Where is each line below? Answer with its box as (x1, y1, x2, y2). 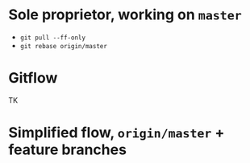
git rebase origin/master (19, 42, 107, 50)
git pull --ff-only (19, 34, 86, 42)
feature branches (8, 141, 127, 159)
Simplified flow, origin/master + (8, 124, 225, 142)
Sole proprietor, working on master (8, 6, 242, 24)
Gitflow (8, 69, 58, 88)
